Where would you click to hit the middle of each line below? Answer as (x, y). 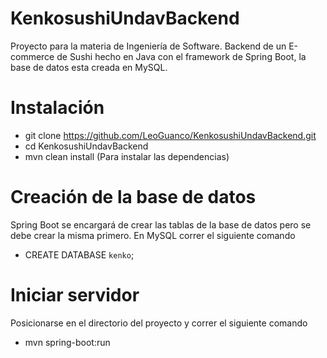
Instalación (57, 108)
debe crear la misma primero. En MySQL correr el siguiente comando (153, 235)
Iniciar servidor (75, 295)
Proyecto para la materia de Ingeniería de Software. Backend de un (148, 46)
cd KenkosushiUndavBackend (86, 146)
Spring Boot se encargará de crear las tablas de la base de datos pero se (161, 224)
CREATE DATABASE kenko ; (79, 254)
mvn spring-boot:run (67, 342)
